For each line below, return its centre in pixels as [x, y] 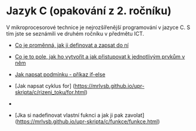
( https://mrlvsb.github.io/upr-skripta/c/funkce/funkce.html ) [87, 121]
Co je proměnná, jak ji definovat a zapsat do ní [72, 45]
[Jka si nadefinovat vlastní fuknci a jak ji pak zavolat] [80, 115]
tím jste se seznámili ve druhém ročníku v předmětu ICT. [75, 33]
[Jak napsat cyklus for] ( [45, 86]
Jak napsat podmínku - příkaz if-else [60, 74]
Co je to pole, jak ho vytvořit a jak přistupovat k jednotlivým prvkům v [100, 56]
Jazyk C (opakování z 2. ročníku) [89, 11]
